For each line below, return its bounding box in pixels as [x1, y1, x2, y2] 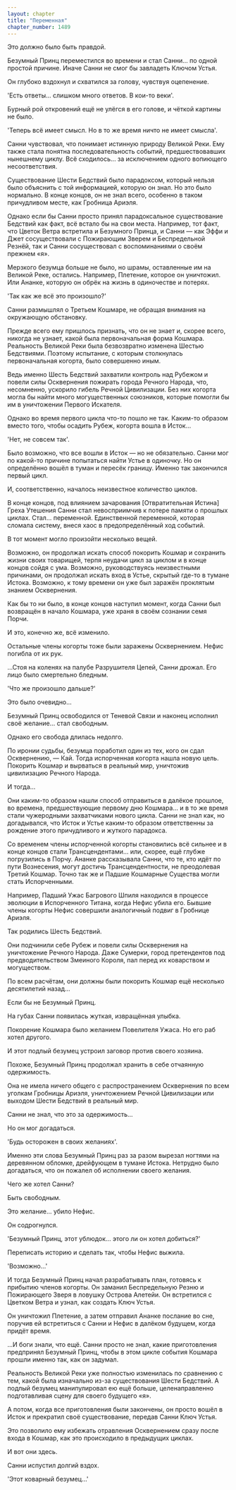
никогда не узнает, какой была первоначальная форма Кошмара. [7, 334, 205, 343]
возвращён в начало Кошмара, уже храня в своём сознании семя [7, 607, 207, 616]
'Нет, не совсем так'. [7, 435, 70, 444]
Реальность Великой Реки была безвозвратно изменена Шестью [7, 341, 204, 350]
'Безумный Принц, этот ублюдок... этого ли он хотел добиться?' [7, 1235, 201, 1243]
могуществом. [7, 964, 51, 972]
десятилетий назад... [7, 985, 70, 993]
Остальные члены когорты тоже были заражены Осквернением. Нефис [7, 642, 224, 650]
